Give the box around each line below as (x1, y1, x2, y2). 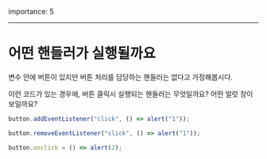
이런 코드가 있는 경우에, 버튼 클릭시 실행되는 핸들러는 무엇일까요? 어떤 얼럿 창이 (8, 89, 253, 99)
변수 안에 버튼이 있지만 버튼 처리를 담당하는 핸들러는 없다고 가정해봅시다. (8, 72, 233, 82)
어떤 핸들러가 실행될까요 (8, 45, 157, 63)
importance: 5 (8, 7, 54, 16)
